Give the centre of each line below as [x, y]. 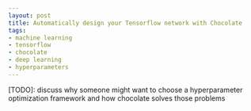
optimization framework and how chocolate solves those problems [117, 98]
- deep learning [35, 60]
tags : [17, 30]
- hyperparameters [38, 67]
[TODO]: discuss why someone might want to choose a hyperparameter [125, 90]
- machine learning [40, 38]
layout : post [30, 15]
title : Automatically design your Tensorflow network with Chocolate [125, 23]
